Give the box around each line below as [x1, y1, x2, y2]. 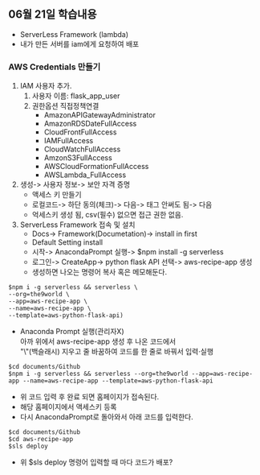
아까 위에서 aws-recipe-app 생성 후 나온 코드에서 [19, 337, 177, 346]
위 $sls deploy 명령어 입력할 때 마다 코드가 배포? [19, 457, 173, 467]
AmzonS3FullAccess [43, 153, 112, 163]
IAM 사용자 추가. [19, 81, 72, 91]
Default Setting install [31, 237, 103, 247]
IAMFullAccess [43, 136, 94, 146]
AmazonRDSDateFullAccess [43, 119, 137, 129]
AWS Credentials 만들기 [8, 61, 101, 72]
